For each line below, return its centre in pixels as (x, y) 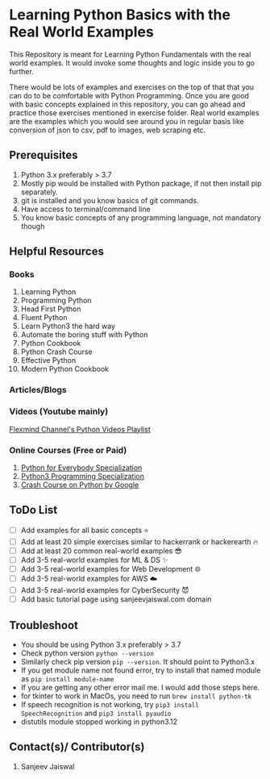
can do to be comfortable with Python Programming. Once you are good (129, 95)
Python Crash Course (56, 352)
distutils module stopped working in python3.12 (99, 721)
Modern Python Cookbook (65, 369)
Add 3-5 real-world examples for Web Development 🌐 (110, 569)
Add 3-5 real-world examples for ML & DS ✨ (94, 560)
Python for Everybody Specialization (81, 467)
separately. (39, 192)
